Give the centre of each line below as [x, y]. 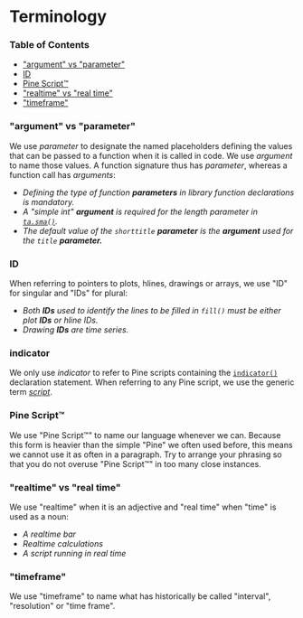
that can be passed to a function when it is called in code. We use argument [151, 155]
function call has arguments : [62, 174]
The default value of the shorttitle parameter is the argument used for [158, 230]
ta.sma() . [40, 221]
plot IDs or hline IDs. [60, 320]
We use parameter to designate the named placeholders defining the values [151, 145]
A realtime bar [49, 534]
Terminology [58, 17]
